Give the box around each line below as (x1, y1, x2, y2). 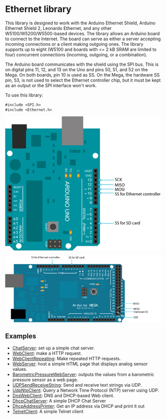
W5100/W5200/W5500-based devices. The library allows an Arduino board (5, 30, 160, 36)
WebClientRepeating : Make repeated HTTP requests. (12, 356, 121, 362)
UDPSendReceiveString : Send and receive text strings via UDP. (12, 382, 142, 388)
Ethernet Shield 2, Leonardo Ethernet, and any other (5, 25, 112, 31)
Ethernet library (5, 3, 72, 15)
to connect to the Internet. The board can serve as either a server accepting (5, 36, 161, 42)
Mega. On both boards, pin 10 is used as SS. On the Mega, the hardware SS (5, 72, 160, 78)
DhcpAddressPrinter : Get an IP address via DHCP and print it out (12, 403, 145, 409)
